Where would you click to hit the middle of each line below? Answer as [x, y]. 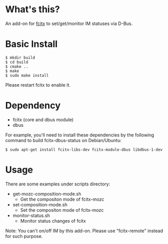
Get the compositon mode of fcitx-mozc [62, 199]
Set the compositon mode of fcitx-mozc [62, 210]
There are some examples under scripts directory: [58, 184]
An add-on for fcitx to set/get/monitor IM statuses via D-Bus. [69, 23]
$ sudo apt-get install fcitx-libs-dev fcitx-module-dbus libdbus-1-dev [84, 150]
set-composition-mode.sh [40, 204]
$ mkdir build [20, 58]
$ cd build [17, 62]
